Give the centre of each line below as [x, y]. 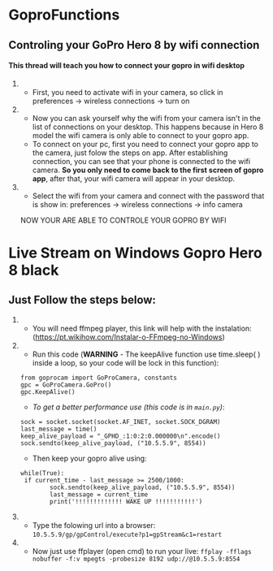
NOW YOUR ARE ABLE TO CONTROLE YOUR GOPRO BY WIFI [123, 220]
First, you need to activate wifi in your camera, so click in [128, 92]
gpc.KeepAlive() [48, 391]
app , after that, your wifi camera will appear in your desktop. [134, 178]
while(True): [42, 473]
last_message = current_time [99, 494]
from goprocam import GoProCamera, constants [98, 378]
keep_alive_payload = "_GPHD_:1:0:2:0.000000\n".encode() [120, 436]
